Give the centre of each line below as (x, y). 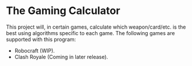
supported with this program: (41, 39)
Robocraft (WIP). (35, 50)
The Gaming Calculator (63, 11)
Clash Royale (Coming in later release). (61, 57)
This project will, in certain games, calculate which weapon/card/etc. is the (96, 27)
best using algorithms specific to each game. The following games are (90, 33)
